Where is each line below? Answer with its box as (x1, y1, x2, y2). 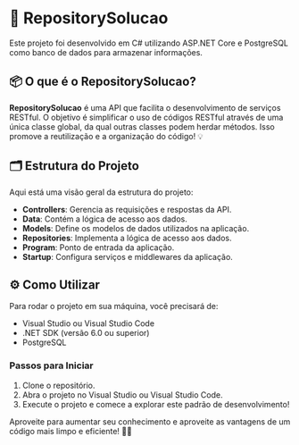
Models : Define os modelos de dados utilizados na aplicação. (21, 222, 250, 233)
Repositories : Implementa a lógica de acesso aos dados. (21, 232, 232, 243)
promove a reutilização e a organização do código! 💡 (9, 130, 203, 141)
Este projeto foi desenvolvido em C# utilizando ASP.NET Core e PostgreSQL (9, 38, 288, 48)
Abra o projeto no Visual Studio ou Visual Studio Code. (21, 389, 223, 400)
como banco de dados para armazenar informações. (9, 46, 203, 57)
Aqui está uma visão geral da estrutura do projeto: (9, 187, 194, 197)
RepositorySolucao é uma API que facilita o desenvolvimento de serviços (9, 102, 281, 113)
